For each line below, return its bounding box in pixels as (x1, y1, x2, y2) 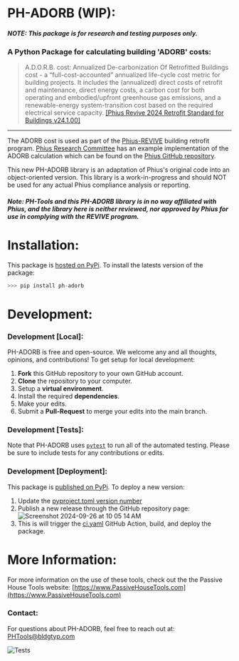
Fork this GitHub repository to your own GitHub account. (17, 369, 184, 377)
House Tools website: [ (7, 583, 75, 591)
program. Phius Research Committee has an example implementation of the (7, 144, 229, 153)
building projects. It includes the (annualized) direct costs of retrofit (24, 78, 223, 87)
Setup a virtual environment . (17, 384, 105, 393)
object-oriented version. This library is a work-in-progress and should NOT (7, 173, 227, 182)
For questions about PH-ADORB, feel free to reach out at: (7, 624, 175, 632)
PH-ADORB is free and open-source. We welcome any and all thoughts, (7, 347, 217, 356)
